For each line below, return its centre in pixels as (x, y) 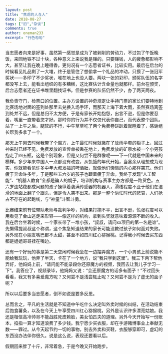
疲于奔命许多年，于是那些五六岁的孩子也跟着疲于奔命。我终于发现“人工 (78, 174)
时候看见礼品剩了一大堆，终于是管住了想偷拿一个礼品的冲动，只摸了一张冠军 (84, 71)
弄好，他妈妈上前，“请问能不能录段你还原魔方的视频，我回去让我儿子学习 (81, 264)
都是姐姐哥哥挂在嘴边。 (29, 241)
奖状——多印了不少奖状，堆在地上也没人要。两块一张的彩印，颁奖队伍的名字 (84, 78)
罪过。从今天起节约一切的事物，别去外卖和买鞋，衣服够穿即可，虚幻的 (90, 329)
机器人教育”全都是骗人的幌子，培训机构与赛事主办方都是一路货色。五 (89, 180)
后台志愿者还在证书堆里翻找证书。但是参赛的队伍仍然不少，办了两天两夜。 (82, 90)
